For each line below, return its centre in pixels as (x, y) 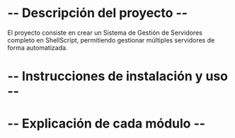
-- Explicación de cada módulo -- (107, 123)
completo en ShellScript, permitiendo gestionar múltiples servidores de (111, 40)
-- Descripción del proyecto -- (98, 13)
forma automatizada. (38, 47)
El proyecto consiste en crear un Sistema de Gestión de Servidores (105, 33)
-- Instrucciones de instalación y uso (118, 76)
